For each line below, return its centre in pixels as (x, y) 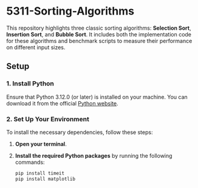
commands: (30, 162)
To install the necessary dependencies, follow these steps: (80, 132)
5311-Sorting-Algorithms (70, 11)
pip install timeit (40, 173)
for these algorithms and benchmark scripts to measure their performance (99, 41)
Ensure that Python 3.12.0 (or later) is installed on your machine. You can (97, 97)
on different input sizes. (36, 47)
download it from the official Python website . (62, 103)
